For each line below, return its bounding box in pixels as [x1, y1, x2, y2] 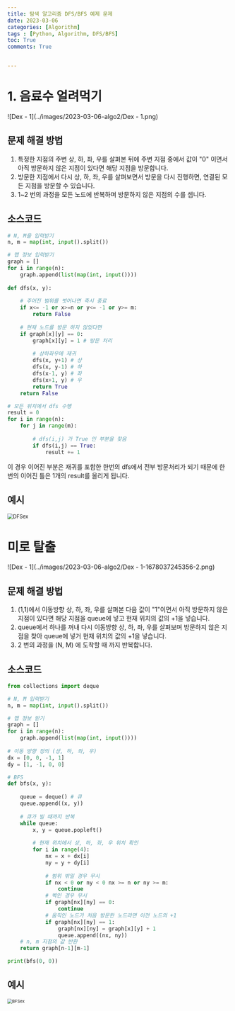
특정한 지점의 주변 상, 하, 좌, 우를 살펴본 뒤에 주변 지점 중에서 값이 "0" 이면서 [17, 154, 228, 163]
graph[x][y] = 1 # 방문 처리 [32, 337, 113, 344]
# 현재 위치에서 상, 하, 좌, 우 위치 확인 [32, 840, 139, 847]
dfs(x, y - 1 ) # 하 [32, 363, 83, 371]
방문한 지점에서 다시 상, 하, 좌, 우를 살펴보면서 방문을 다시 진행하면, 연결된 [17, 172, 221, 181]
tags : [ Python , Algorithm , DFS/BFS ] [7, 30, 119, 38]
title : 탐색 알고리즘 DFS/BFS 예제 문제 [7, 10, 113, 18]
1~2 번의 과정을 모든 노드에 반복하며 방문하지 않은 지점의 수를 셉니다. [17, 190, 207, 198]
